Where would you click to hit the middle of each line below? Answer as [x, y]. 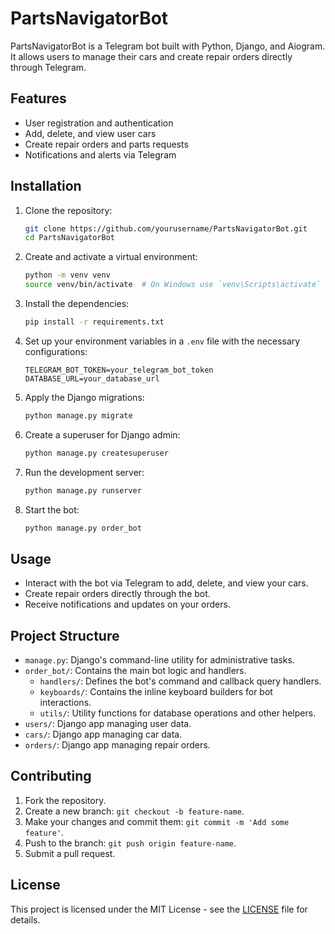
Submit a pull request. [70, 853]
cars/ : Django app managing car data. [103, 734]
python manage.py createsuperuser [96, 453]
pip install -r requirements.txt [94, 322]
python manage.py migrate [78, 415]
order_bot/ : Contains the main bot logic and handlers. [135, 671]
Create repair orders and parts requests [106, 144]
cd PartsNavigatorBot [69, 238]
